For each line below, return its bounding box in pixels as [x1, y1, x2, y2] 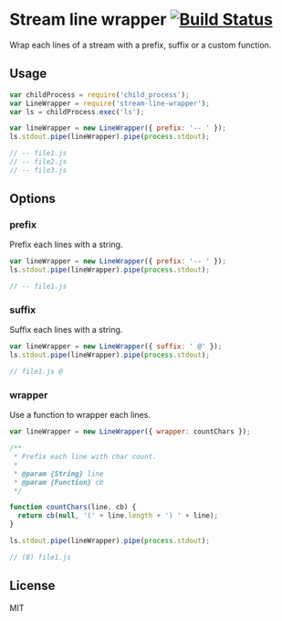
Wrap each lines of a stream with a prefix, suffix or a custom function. [9, 39, 272, 50]
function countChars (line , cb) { [9, 503, 137, 512]
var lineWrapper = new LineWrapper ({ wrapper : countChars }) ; [9, 427, 251, 436]
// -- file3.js [9, 166, 68, 175]
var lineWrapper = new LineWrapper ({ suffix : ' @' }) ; [9, 342, 223, 351]
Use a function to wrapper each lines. [9, 410, 151, 421]
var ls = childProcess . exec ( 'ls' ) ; [9, 107, 145, 116]
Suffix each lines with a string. [9, 325, 123, 336]
